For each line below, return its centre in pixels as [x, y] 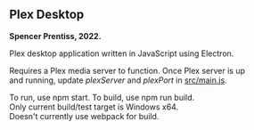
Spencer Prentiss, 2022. [55, 36]
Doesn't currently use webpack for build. [84, 116]
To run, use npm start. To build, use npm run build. [102, 97]
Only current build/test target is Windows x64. [94, 107]
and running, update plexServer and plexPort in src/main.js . [118, 80]
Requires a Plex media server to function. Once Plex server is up [127, 70]
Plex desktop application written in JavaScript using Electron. [122, 53]
